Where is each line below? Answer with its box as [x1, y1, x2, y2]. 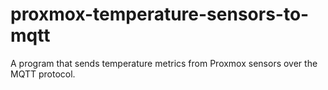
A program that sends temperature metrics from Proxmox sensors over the [10, 57, 318, 69]
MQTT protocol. [10, 68, 76, 80]
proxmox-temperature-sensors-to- [10, 3, 310, 26]
